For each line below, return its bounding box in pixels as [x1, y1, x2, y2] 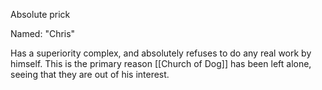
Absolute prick [10, 9, 71, 20]
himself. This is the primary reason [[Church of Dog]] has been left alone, [10, 58, 312, 69]
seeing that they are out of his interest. [10, 69, 170, 80]
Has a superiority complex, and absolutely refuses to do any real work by [10, 47, 312, 59]
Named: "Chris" [10, 28, 76, 39]
